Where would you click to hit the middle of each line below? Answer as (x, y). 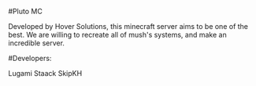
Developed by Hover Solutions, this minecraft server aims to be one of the (128, 26)
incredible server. (37, 43)
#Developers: (30, 58)
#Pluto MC (26, 11)
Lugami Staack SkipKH (45, 73)
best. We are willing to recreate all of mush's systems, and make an (117, 35)
